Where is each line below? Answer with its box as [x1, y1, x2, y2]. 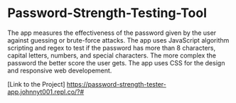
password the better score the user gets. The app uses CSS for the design [7, 58, 225, 67]
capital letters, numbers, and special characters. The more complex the [7, 51, 217, 60]
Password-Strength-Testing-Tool [7, 5, 208, 21]
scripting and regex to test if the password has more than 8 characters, [7, 43, 215, 52]
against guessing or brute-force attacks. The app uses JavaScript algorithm [7, 36, 230, 44]
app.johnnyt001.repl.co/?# [7, 87, 85, 96]
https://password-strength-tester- [66, 80, 167, 88]
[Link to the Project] [7, 80, 65, 88]
